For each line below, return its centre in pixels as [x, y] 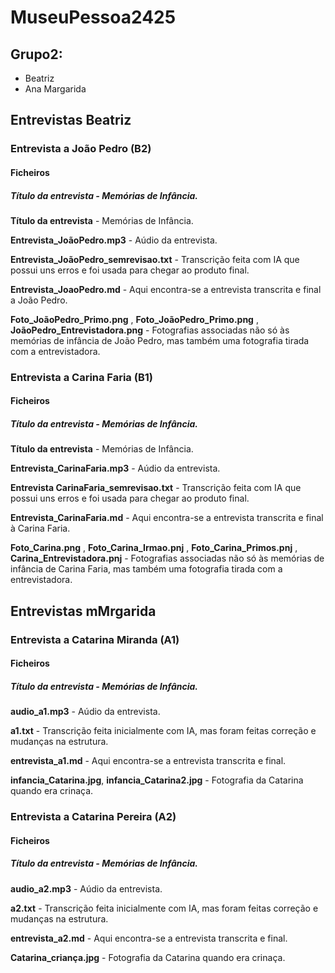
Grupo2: [36, 54]
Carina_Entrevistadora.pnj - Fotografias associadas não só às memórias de [167, 558]
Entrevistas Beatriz [71, 120]
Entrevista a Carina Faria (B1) [81, 377]
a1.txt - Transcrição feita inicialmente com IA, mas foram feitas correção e [163, 731]
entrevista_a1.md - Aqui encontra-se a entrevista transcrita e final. [148, 761]
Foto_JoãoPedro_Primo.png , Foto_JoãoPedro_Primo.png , [134, 319]
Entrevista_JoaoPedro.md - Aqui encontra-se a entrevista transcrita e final [166, 289]
